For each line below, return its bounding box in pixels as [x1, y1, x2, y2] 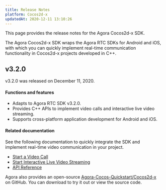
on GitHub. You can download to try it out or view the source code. [5, 179, 142, 185]
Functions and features [5, 89, 55, 95]
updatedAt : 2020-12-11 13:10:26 [5, 16, 72, 21]
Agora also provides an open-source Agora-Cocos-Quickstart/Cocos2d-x [5, 174, 157, 180]
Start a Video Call [12, 154, 49, 160]
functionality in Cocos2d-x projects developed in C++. [5, 50, 117, 56]
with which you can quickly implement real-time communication [5, 45, 136, 51]
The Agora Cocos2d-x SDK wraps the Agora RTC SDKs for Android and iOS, [5, 40, 162, 46]
